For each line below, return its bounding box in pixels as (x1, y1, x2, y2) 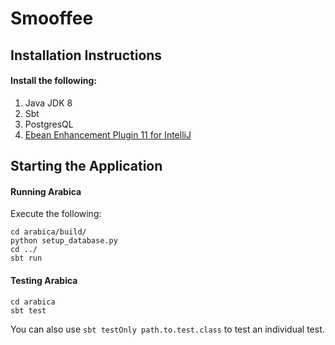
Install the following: (10, 75, 98, 87)
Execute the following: (10, 208, 102, 220)
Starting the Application (10, 158, 163, 175)
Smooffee (10, 7, 94, 30)
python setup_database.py (10, 236, 118, 246)
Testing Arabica (10, 274, 78, 286)
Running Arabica (10, 185, 82, 197)
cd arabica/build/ (10, 227, 87, 237)
